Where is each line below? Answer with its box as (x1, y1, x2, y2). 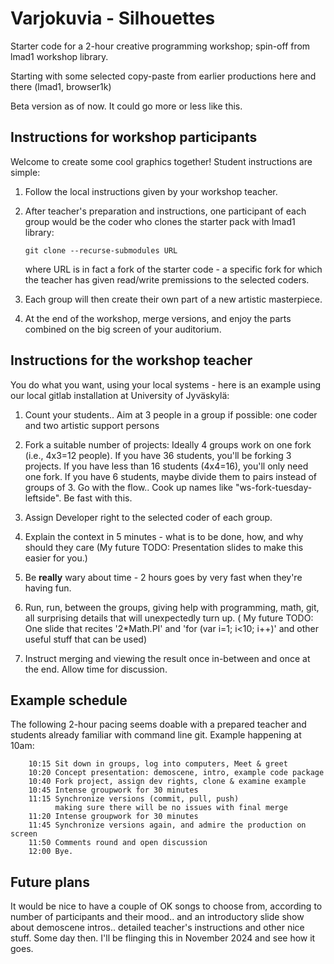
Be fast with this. (63, 492, 133, 504)
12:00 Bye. (28, 847, 74, 857)
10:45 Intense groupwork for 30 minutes (28, 785, 199, 796)
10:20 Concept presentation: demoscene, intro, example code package (28, 768, 325, 778)
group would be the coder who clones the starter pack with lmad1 (24, 215, 296, 227)
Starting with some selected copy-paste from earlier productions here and (10, 70, 317, 82)
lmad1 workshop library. (10, 50, 109, 62)
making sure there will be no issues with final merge (54, 803, 288, 813)
